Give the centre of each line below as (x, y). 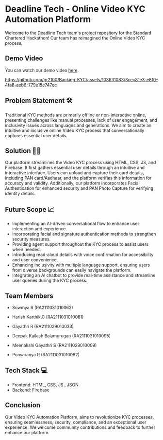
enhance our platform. (27, 432)
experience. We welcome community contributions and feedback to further (80, 427)
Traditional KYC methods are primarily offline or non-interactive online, (76, 115)
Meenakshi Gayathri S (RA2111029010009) (54, 345)
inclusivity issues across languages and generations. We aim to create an (78, 125)
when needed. (26, 250)
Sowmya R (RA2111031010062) (43, 307)
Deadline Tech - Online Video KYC (75, 9)
